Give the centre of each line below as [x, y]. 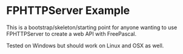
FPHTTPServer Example [68, 11]
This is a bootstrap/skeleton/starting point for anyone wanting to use [92, 27]
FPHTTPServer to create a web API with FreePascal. [72, 33]
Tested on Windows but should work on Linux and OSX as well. [85, 46]
